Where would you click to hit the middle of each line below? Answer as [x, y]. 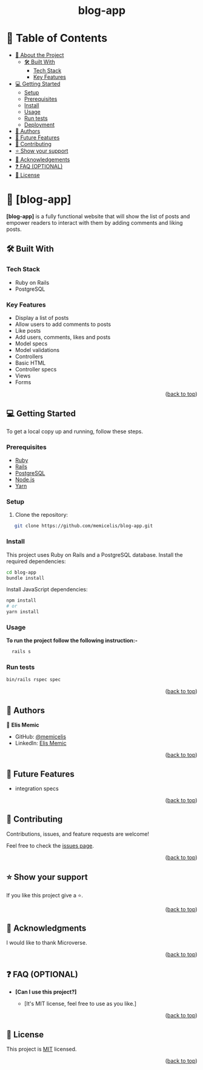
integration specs [37, 788]
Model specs [31, 344]
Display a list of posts [42, 318]
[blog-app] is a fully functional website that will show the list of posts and [98, 216]
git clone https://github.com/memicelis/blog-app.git [84, 526]
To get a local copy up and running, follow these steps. [75, 431]
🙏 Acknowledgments [46, 928]
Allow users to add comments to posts [63, 324]
